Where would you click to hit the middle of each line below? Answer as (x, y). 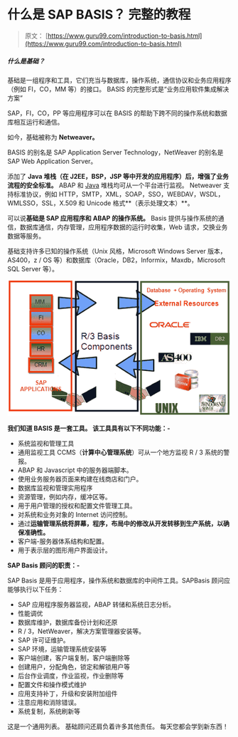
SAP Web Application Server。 (52, 161)
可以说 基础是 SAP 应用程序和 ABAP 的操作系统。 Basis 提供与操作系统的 (113, 218)
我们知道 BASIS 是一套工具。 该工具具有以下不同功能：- (89, 428)
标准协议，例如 (35, 194)
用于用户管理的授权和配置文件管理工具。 (77, 506)
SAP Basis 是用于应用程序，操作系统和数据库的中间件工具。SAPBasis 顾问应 (119, 580)
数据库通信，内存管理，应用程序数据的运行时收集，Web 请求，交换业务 (124, 227)
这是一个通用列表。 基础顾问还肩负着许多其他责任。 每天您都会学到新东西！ (118, 726)
